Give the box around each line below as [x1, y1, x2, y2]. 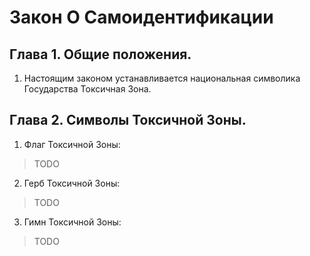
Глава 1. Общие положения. [9, 46, 192, 63]
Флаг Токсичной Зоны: [23, 138, 121, 150]
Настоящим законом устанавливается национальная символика [23, 72, 301, 84]
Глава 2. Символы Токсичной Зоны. [9, 112, 247, 129]
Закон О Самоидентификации [9, 6, 274, 29]
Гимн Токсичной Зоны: [23, 216, 122, 228]
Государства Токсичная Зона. [23, 83, 152, 95]
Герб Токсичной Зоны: [23, 177, 121, 189]
